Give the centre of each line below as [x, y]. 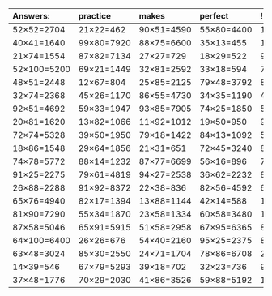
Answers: [31, 16]
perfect [214, 16]
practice [95, 16]
